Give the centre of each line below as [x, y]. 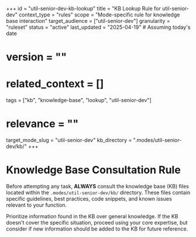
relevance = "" [42, 124]
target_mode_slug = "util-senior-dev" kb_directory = [69, 140]
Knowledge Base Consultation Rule [94, 170]
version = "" [37, 57]
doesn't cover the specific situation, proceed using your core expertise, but [97, 223]
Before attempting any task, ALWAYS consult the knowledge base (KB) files [97, 186]
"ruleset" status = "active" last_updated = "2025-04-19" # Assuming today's [98, 27]
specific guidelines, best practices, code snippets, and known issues [89, 199]
